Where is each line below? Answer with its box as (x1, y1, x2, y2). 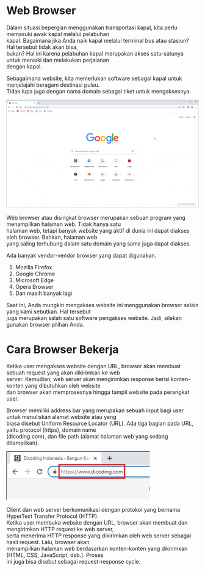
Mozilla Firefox (15, 264, 52, 271)
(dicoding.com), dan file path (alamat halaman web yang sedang (6, 433, 168, 440)
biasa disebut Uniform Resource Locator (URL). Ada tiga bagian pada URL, (6, 420, 194, 427)
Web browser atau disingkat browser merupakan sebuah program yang (6, 214, 186, 222)
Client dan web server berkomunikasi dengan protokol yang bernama (6, 506, 181, 514)
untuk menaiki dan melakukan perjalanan (6, 56, 110, 64)
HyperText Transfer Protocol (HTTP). (6, 512, 99, 520)
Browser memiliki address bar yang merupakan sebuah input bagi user (6, 407, 184, 414)
